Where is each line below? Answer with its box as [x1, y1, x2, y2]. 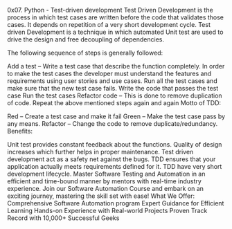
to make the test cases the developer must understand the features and [7, 69, 212, 77]
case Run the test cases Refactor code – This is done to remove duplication [7, 91, 223, 100]
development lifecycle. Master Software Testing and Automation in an [7, 170, 206, 178]
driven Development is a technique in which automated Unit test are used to [7, 28, 224, 36]
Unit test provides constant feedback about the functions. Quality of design [7, 140, 222, 148]
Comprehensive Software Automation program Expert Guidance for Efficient [7, 199, 224, 207]
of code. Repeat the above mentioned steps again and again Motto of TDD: [7, 99, 222, 107]
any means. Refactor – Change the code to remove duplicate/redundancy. [7, 120, 218, 127]
